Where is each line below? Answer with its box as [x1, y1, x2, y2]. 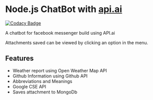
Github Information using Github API [12, 73, 88, 79]
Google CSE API [12, 83, 46, 89]
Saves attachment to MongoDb [12, 89, 77, 95]
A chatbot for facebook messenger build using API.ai [5, 30, 115, 36]
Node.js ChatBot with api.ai [5, 4, 122, 15]
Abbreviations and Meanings [12, 78, 72, 84]
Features [5, 54, 34, 63]
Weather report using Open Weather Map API [12, 67, 107, 73]
